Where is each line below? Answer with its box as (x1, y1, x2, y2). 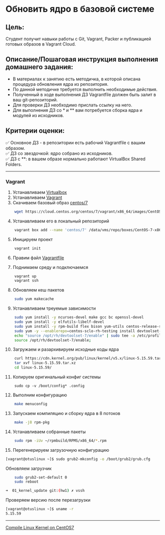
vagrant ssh (14, 278, 39, 283)
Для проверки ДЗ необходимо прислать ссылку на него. (12, 102, 133, 108)
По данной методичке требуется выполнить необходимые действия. (12, 86, 158, 92)
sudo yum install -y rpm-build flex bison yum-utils (14, 324, 124, 329)
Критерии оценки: (5, 126, 65, 135)
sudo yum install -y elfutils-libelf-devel (14, 319, 105, 324)
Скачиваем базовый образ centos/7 (12, 199, 88, 205)
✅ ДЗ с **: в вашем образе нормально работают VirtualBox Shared (5, 156, 146, 162)
